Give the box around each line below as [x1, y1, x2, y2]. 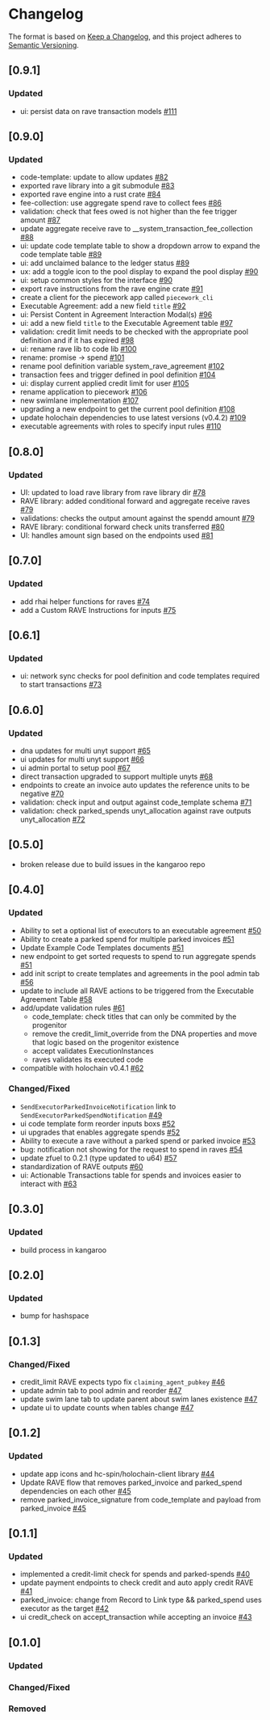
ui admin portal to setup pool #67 [19, 763, 131, 773]
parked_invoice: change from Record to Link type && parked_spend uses [19, 1595, 262, 1605]
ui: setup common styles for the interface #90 [19, 276, 173, 285]
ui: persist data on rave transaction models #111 [19, 106, 177, 116]
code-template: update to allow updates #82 [19, 172, 168, 182]
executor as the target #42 [19, 1604, 109, 1613]
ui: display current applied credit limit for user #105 [19, 378, 189, 388]
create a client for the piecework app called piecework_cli [19, 293, 214, 302]
